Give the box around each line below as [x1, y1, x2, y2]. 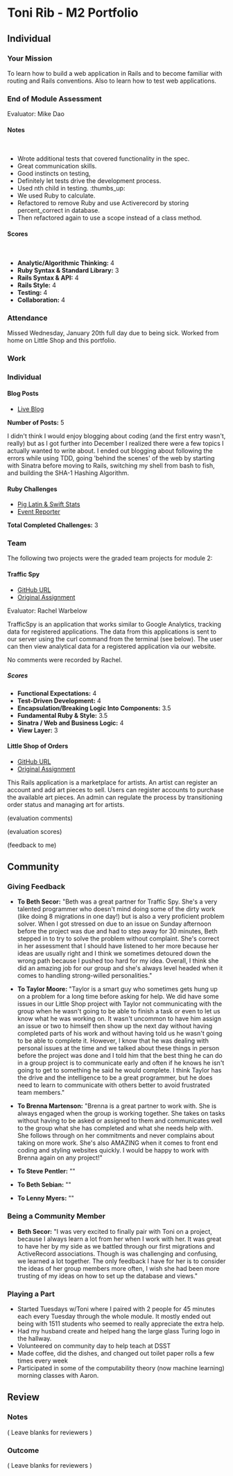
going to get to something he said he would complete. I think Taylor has [17, 1066, 222, 1075]
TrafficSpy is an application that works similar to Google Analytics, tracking [7, 620, 222, 628]
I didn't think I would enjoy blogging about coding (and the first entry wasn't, [7, 431, 226, 440]
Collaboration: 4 [17, 296, 66, 304]
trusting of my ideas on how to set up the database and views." [17, 1272, 198, 1280]
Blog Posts [7, 390, 40, 398]
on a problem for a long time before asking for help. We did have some [17, 993, 220, 1001]
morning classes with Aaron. [17, 1372, 99, 1380]
